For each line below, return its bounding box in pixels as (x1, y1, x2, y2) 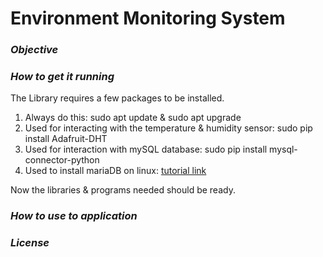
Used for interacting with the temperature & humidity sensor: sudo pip (24, 122, 313, 134)
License (10, 236, 50, 250)
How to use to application (10, 209, 138, 223)
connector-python (24, 154, 100, 166)
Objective (10, 43, 59, 57)
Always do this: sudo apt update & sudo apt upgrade (24, 112, 242, 124)
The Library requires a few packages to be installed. (10, 92, 225, 104)
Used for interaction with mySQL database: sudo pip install (24, 143, 268, 156)
